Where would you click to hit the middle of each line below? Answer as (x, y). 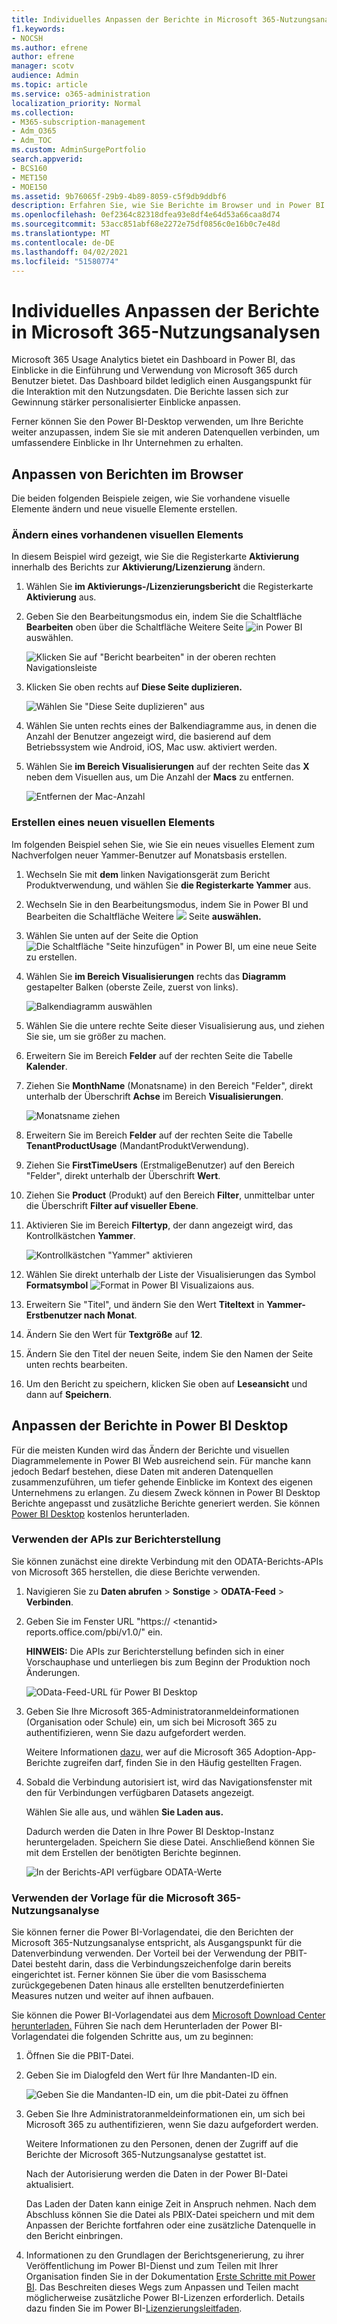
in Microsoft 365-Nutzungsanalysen (166, 332)
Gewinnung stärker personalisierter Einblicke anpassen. (126, 402)
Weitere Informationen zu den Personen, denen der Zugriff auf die (162, 2144)
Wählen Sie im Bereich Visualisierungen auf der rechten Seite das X (167, 767)
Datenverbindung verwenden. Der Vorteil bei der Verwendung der (147, 1953)
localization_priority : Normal (76, 103)
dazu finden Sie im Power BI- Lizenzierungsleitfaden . (134, 2308)
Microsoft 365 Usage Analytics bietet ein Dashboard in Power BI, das (153, 360)
